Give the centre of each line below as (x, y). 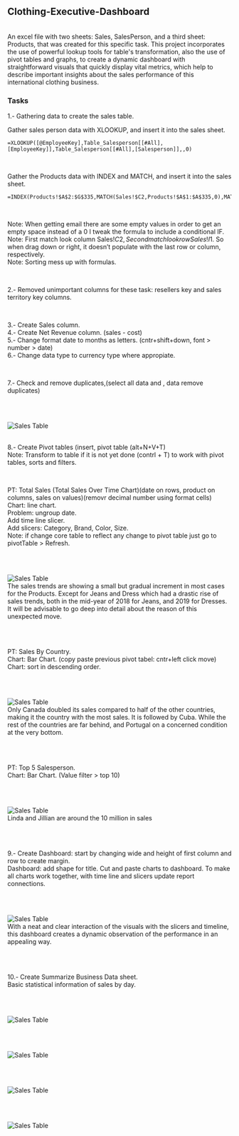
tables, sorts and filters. (42, 463)
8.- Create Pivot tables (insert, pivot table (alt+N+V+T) (86, 447)
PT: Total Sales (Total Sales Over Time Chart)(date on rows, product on (111, 490)
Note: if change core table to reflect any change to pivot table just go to (112, 536)
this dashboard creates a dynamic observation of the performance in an (113, 934)
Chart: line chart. (32, 506)
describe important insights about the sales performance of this (101, 74)
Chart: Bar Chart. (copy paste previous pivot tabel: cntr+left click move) (112, 659)
